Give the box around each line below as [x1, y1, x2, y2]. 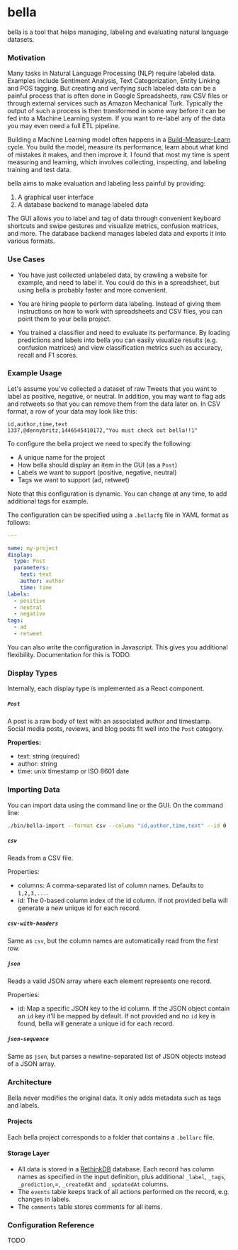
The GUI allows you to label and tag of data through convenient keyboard [7, 214, 221, 223]
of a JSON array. [7, 1059, 57, 1068]
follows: [7, 518, 30, 526]
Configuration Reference [7, 1220, 95, 1229]
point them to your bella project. [17, 314, 111, 323]
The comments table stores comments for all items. [17, 1202, 163, 1211]
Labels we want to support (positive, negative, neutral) [17, 468, 177, 477]
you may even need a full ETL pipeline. [7, 122, 120, 130]
